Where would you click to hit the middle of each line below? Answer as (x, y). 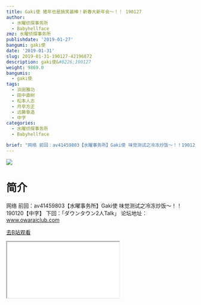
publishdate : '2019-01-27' (40, 40)
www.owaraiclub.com (33, 220)
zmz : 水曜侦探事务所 (29, 34)
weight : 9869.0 (25, 67)
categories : (21, 123)
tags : (13, 84)
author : (16, 17)
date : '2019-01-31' (31, 51)
